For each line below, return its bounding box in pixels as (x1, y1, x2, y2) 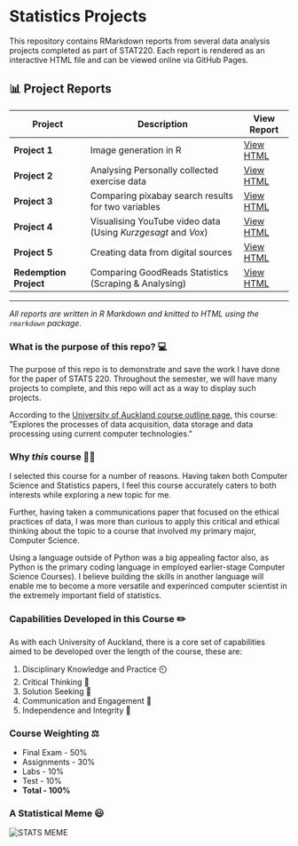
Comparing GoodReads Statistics (90, 266, 229, 278)
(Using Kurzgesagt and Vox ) (90, 226, 208, 238)
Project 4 (13, 220, 53, 233)
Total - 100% (21, 785, 71, 795)
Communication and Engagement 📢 (21, 695, 153, 706)
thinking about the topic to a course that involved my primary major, (9, 526, 257, 537)
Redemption (13, 266, 67, 278)
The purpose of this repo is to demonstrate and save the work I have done (9, 364, 280, 375)
